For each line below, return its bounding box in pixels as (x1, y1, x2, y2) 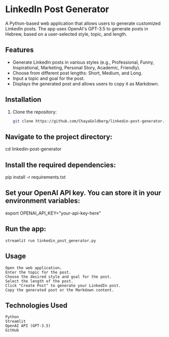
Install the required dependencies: (5, 160, 116, 169)
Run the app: (5, 225, 47, 233)
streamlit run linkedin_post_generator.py (5, 238, 96, 243)
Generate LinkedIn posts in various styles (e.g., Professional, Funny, (12, 59, 154, 65)
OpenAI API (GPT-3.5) (5, 323, 51, 328)
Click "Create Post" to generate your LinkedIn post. (5, 283, 121, 288)
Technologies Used (5, 301, 67, 310)
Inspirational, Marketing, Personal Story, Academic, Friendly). (12, 64, 141, 70)
